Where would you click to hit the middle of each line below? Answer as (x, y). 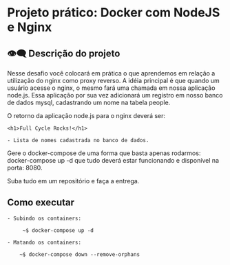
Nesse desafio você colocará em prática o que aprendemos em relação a (111, 73)
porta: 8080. (25, 168)
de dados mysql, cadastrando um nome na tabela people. (89, 102)
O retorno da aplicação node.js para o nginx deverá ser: (86, 116)
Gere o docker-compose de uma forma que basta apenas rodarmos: (104, 153)
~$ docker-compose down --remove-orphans (80, 254)
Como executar (41, 203)
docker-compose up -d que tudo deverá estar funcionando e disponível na (113, 160)
